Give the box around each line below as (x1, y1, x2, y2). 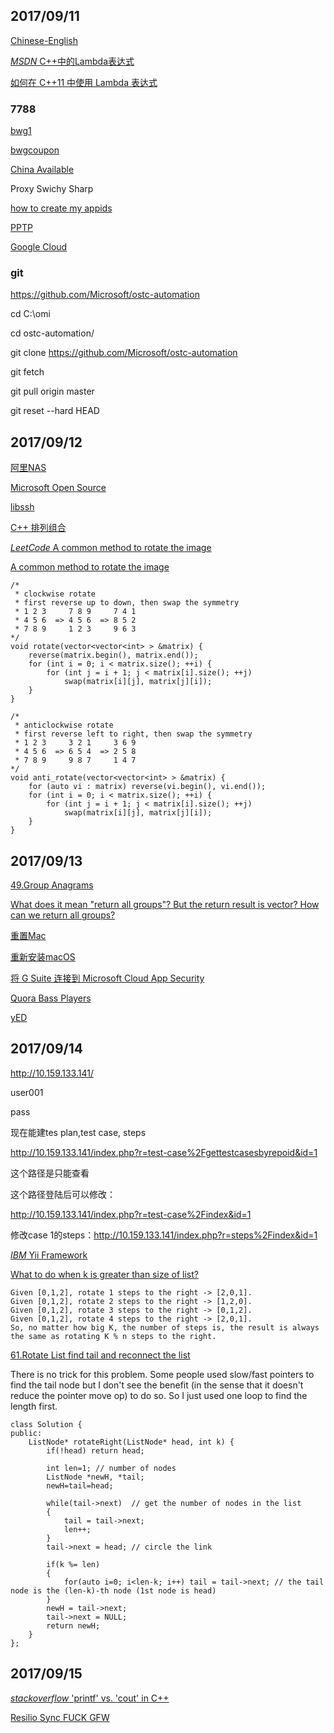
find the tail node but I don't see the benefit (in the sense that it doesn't (10, 1379, 304, 1391)
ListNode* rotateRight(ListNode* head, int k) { (28, 1437, 235, 1447)
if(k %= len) (46, 1559, 101, 1569)
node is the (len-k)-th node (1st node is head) (10, 1585, 217, 1596)
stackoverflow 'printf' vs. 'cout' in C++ (10, 1692, 170, 1704)
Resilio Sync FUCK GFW (10, 1711, 110, 1723)
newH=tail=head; (46, 1480, 114, 1491)
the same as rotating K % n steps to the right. (10, 1331, 217, 1341)
